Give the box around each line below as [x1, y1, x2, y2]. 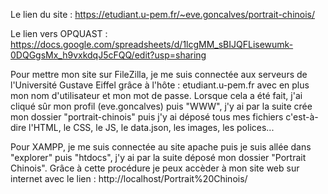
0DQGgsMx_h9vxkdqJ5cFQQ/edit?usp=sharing [10, 49, 207, 61]
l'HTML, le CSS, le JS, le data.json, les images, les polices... [28, 122, 275, 133]
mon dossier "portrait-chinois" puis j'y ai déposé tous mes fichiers [10, 111, 284, 123]
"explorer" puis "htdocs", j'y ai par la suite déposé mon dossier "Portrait [10, 152, 307, 163]
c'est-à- [285, 111, 319, 123]
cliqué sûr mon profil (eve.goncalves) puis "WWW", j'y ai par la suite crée [10, 100, 313, 112]
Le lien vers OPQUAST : [10, 28, 108, 39]
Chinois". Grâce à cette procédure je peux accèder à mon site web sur [10, 162, 300, 174]
